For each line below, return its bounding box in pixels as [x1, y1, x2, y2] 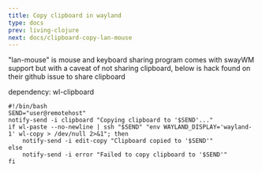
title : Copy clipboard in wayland [8, 11, 122, 20]
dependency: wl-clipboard [8, 88, 95, 97]
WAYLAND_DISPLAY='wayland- [163, 123, 253, 131]
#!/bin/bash [8, 103, 47, 110]
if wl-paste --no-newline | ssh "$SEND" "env [8, 123, 160, 131]
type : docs [8, 19, 44, 27]
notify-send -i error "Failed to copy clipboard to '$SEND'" [22, 151, 227, 159]
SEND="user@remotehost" [8, 110, 87, 118]
